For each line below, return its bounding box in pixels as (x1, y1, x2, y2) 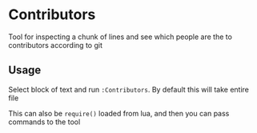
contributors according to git (8, 40, 102, 49)
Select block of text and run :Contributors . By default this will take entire (8, 84, 250, 94)
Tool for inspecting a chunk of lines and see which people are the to (8, 32, 232, 41)
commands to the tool (8, 117, 81, 127)
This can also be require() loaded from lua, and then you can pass (8, 108, 230, 118)
